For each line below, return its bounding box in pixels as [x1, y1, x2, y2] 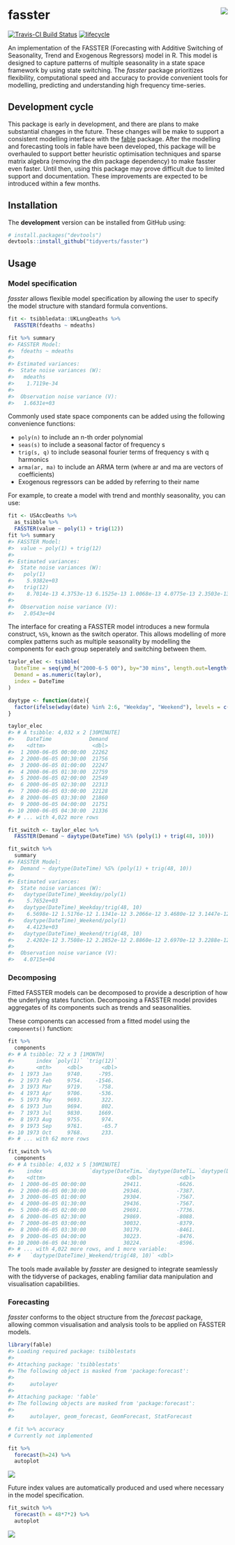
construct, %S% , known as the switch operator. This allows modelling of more [8, 630, 226, 638]
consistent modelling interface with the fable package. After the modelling [8, 134, 221, 143]
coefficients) [17, 470, 55, 479]
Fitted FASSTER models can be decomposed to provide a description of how [8, 989, 228, 997]
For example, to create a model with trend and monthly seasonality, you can [8, 491, 226, 500]
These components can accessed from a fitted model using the [8, 1017, 190, 1025]
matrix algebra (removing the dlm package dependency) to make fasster [8, 157, 216, 165]
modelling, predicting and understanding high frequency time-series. [8, 80, 206, 89]
